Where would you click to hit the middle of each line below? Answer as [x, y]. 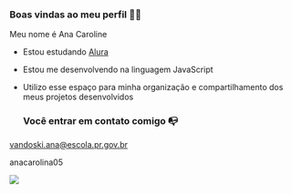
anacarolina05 [36, 162]
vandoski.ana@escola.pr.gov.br [68, 144]
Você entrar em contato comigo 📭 [100, 121]
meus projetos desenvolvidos [78, 97]
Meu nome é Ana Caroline [58, 35]
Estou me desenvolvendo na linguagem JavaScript [118, 70]
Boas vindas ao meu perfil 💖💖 [75, 15]
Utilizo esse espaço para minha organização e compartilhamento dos [153, 87]
